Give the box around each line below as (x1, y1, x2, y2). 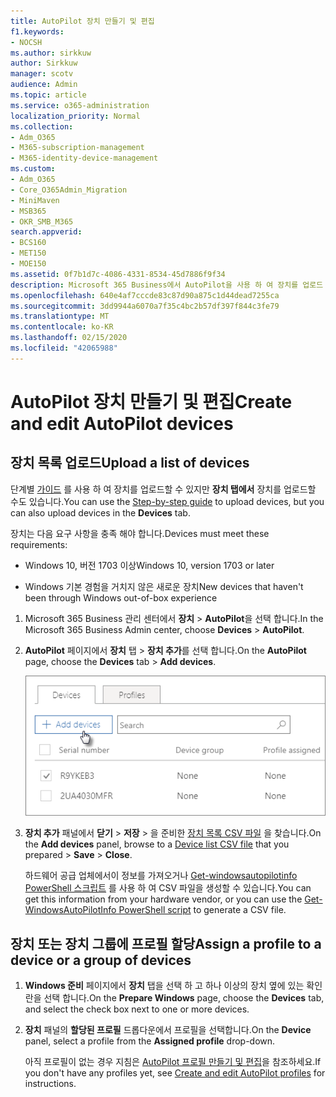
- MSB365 (10, 206, 47, 216)
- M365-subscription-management (10, 143, 145, 153)
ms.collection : (10, 121, 74, 132)
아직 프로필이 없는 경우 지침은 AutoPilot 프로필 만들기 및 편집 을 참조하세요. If (24, 1055, 322, 1067)
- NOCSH (10, 37, 43, 47)
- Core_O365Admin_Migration (10, 185, 128, 195)
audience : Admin (10, 80, 78, 90)
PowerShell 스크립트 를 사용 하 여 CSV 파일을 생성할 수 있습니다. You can (24, 882, 312, 894)
